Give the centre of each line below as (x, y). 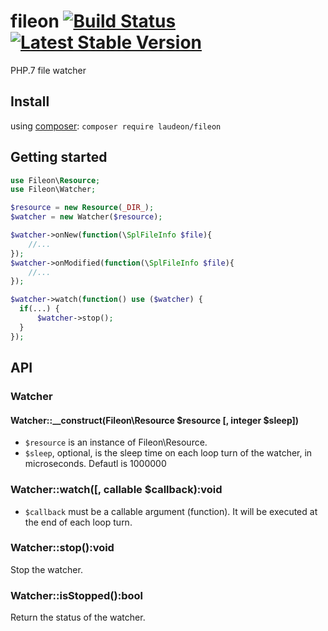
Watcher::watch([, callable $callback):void (116, 490)
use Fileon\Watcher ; (53, 190)
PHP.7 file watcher (48, 70)
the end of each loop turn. (78, 522)
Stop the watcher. (46, 569)
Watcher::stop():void (62, 548)
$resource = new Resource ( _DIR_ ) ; (82, 208)
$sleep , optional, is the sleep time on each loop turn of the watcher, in (168, 453)
